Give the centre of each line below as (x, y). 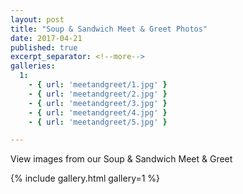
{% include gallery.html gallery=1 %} (85, 178)
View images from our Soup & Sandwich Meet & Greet (121, 159)
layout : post (37, 19)
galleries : (33, 66)
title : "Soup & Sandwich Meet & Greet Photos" (109, 29)
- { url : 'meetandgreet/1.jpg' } (98, 85)
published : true (44, 47)
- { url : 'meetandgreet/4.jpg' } (98, 112)
